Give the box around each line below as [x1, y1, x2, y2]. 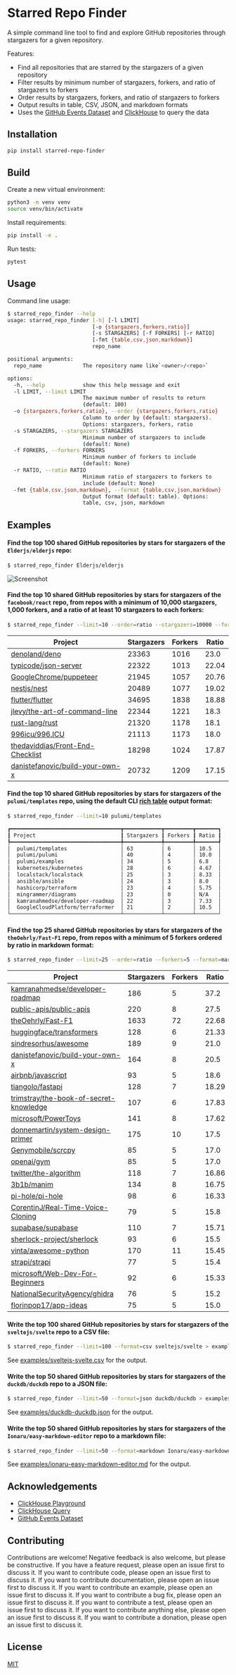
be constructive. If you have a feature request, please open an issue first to [7, 1561, 225, 1569]
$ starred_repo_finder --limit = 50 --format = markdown [7, 1447, 165, 1454]
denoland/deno [11, 649, 62, 658]
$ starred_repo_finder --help [7, 310, 96, 317]
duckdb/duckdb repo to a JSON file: [7, 1380, 107, 1388]
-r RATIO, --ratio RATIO [13, 467, 86, 474]
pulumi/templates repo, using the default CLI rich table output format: [7, 797, 213, 805]
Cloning [11, 1211, 37, 1221]
